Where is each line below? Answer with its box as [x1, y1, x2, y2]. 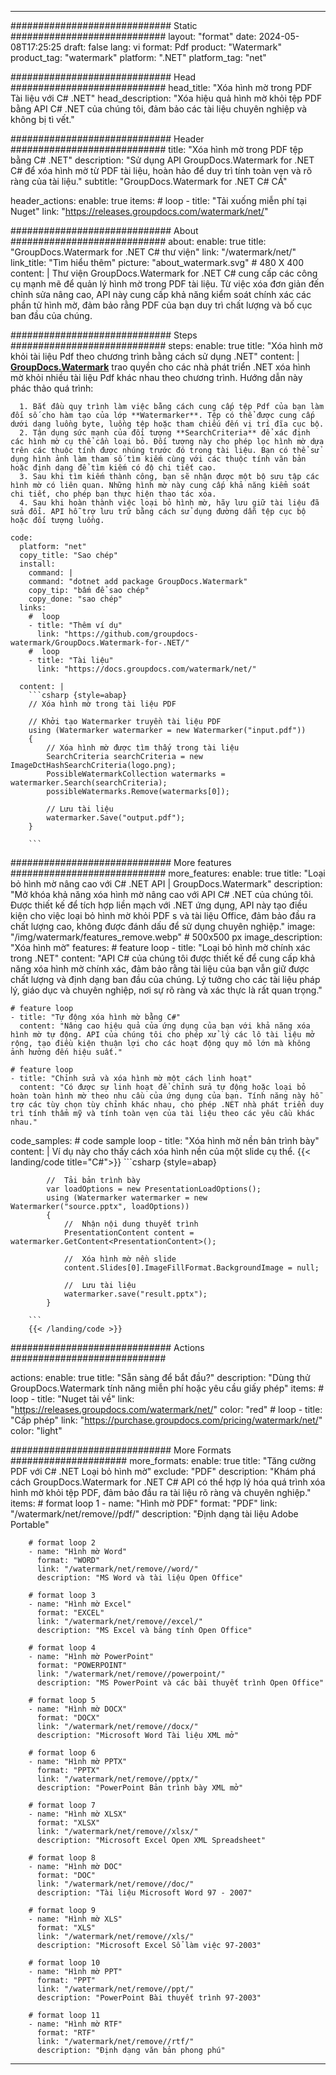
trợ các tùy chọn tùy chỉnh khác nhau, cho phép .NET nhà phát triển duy [10, 1100, 325, 1110]
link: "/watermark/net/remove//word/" [36, 1564, 199, 1574]
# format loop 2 [28, 1538, 97, 1548]
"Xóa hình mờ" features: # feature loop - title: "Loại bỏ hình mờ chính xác [10, 942, 311, 953]
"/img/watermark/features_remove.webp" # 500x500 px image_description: [10, 931, 323, 943]
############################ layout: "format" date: [10, 31, 257, 42]
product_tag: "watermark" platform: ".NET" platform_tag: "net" [10, 52, 267, 63]
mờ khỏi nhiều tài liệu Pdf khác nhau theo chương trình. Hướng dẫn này [10, 372, 303, 383]
